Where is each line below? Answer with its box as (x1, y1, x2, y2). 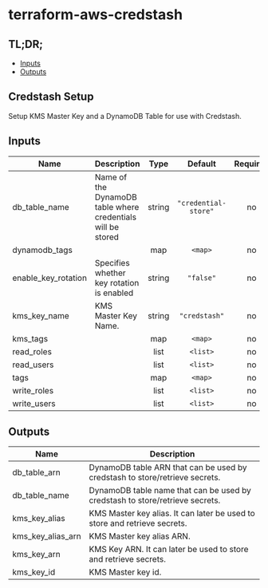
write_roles (12, 385, 54, 396)
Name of (94, 172, 128, 183)
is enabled (94, 287, 134, 298)
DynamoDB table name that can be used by (89, 485, 251, 496)
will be (94, 221, 120, 232)
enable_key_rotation (12, 272, 88, 283)
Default (187, 158, 217, 169)
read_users (12, 359, 54, 370)
